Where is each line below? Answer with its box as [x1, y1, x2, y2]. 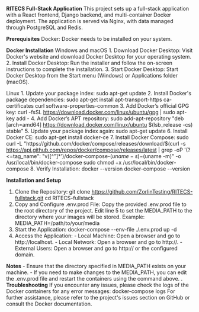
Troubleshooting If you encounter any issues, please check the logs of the [6, 281, 190, 288]
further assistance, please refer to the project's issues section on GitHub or [6, 294, 190, 301]
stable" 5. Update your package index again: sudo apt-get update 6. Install [6, 127, 188, 134]
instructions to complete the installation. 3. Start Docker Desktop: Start [6, 66, 179, 73]
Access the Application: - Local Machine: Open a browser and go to [14, 232, 181, 239]
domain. [14, 251, 35, 258]
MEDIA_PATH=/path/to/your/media [14, 220, 100, 227]
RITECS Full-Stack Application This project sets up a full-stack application [6, 5, 190, 12]
